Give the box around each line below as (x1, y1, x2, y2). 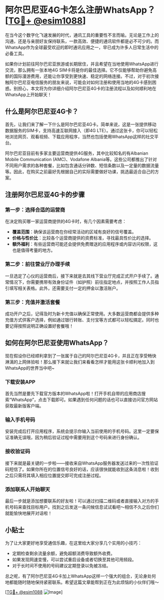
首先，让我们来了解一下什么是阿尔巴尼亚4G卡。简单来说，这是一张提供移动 (5, 121, 157, 127)
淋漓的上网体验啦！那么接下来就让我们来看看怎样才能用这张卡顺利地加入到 (5, 359, 155, 365)
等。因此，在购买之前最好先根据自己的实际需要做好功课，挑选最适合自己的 (5, 168, 155, 174)
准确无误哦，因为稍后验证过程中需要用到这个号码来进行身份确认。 (9, 435, 142, 440)
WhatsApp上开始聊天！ (5, 91, 52, 97)
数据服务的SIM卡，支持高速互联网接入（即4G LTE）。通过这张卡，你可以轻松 (5, 127, 158, 133)
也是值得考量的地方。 (12, 247, 55, 253)
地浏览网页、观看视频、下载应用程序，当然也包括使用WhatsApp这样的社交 (5, 134, 155, 139)
